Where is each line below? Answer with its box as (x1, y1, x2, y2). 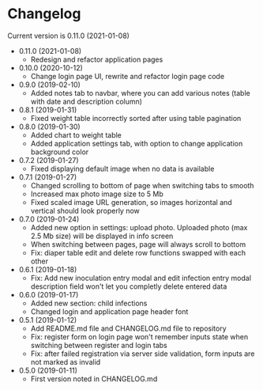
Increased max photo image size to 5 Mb (30, 189, 163, 199)
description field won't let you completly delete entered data (30, 282, 227, 291)
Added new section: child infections (30, 298, 148, 308)
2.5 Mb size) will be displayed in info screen (30, 231, 174, 240)
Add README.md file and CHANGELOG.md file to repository (30, 324, 227, 333)
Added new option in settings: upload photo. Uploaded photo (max (30, 222, 248, 232)
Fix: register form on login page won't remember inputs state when (30, 331, 249, 341)
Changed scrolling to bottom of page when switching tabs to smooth (30, 180, 254, 190)
